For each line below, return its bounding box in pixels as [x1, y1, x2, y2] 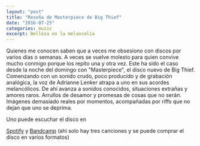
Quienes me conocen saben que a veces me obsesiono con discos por [6, 47, 181, 54]
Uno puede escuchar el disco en [6, 116, 87, 123]
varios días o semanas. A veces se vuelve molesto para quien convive [6, 54, 179, 61]
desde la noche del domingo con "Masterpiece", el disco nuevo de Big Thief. [6, 66, 196, 73]
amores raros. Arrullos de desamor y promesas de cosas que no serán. [6, 92, 181, 99]
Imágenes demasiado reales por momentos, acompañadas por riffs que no [6, 98, 190, 105]
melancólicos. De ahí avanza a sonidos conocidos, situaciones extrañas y [6, 85, 187, 92]
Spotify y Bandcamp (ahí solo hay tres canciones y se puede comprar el [6, 128, 184, 135]
